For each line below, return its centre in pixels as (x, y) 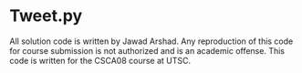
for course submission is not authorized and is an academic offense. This (147, 50)
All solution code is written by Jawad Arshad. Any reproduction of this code (151, 41)
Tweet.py (46, 16)
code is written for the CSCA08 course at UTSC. (100, 60)
